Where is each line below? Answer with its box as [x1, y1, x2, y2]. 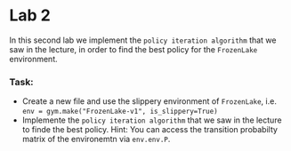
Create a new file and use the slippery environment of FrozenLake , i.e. [21, 96, 278, 107]
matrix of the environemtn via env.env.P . [21, 134, 171, 145]
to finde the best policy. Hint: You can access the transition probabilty [21, 124, 279, 135]
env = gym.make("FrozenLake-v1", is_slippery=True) [21, 107, 218, 116]
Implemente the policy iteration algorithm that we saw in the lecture [21, 115, 282, 125]
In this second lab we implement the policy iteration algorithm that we [9, 35, 277, 45]
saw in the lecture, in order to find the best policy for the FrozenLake [9, 44, 258, 54]
